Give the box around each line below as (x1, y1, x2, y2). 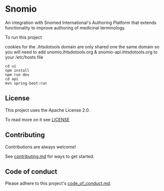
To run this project (5, 34, 42, 40)
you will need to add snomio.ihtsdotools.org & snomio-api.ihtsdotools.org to (5, 49, 158, 55)
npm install (5, 68, 29, 73)
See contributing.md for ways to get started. (5, 153, 94, 159)
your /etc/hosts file (5, 54, 44, 60)
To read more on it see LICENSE (5, 117, 70, 122)
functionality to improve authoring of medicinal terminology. (5, 24, 126, 30)
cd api (5, 76, 19, 81)
